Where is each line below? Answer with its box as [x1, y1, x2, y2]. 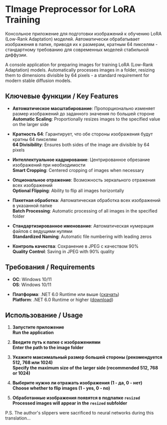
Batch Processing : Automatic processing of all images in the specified [12, 207, 158, 213]
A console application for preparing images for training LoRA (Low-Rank [5, 61, 154, 67]
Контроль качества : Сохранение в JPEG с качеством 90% [12, 243, 139, 249]
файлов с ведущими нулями [12, 228, 73, 234]
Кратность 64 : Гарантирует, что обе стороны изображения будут [12, 131, 153, 137]
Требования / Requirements [5, 263, 95, 271]
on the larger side [12, 121, 49, 127]
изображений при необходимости [12, 161, 86, 168]
